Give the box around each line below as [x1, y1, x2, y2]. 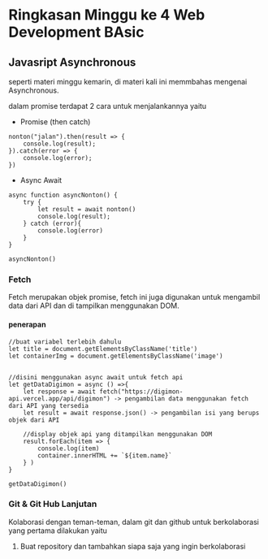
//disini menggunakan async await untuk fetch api [8, 373, 184, 381]
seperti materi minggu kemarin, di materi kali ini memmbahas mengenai [8, 77, 248, 86]
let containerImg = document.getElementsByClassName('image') [8, 352, 223, 360]
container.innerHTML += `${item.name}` [37, 451, 173, 460]
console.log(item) [37, 444, 100, 453]
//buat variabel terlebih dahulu [8, 337, 122, 346]
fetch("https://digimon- [98, 388, 184, 396]
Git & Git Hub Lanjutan [8, 498, 97, 509]
